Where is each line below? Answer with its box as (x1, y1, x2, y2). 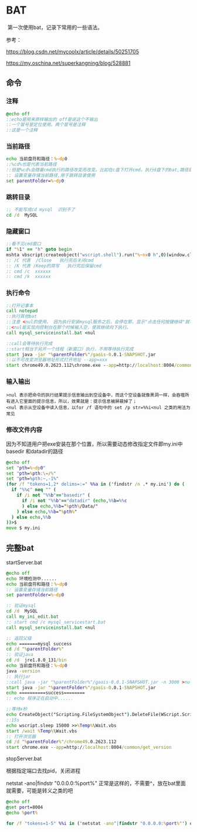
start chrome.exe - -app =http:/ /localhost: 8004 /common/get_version (6, 744, 172, 751)
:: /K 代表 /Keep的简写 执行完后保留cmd (6, 263, 101, 269)
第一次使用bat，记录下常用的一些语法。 (7, 24, 103, 31)
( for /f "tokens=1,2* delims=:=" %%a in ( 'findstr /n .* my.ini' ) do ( (6, 481, 185, 488)
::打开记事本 (6, 303, 33, 309)
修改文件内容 (6, 426, 43, 434)
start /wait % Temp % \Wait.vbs (6, 728, 77, 734)
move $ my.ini (6, 525, 41, 531)
